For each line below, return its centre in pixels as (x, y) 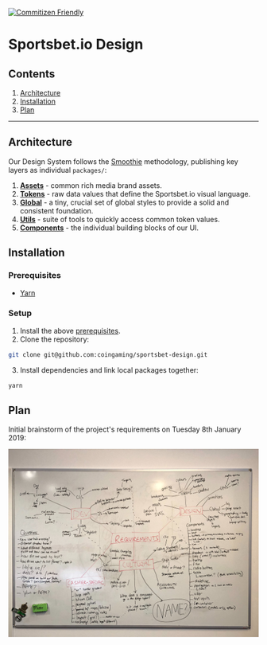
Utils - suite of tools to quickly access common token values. (120, 219)
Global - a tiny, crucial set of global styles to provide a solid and (124, 202)
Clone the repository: (54, 339)
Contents (32, 74)
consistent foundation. (56, 210)
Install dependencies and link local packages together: (109, 369)
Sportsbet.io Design (76, 45)
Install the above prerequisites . (70, 330)
